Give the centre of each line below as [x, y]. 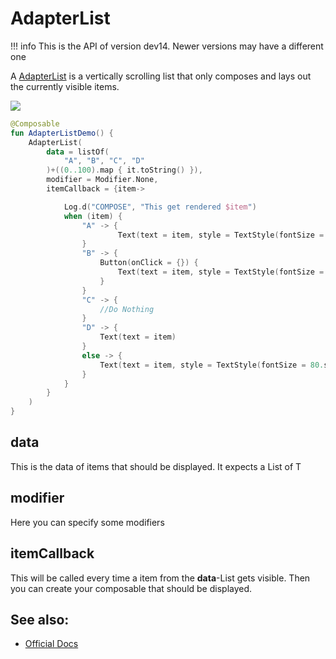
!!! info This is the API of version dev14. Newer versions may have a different [167, 46]
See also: [40, 619]
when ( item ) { [93, 216]
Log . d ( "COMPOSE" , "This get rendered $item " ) [160, 207]
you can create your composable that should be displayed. [131, 588]
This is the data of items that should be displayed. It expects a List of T [156, 466]
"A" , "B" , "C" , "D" [104, 161]
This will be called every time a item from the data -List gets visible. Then [160, 578]
